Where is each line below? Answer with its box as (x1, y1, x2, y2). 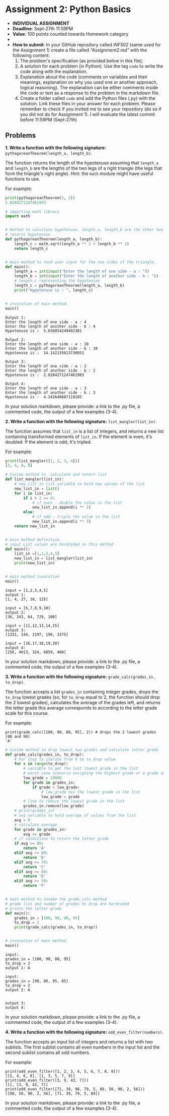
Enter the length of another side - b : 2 (5, 368, 96, 373)
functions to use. (5, 175, 40, 182)
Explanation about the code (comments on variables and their (20, 74, 148, 80)
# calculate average (14, 822, 57, 827)
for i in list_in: (14, 490, 53, 496)
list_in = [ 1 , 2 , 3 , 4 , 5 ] (14, 551, 59, 556)
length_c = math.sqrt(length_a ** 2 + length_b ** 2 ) (14, 241, 129, 246)
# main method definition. (5, 537, 62, 542)
